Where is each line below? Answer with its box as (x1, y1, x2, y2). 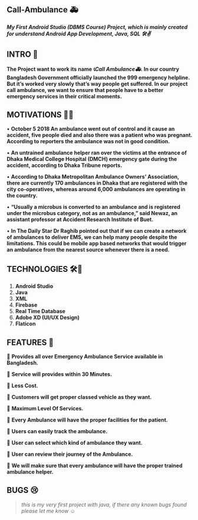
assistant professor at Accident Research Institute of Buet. (6, 216, 154, 223)
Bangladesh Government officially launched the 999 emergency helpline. (6, 74, 190, 81)
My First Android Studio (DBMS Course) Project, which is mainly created (6, 23, 188, 31)
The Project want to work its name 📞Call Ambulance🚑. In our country (6, 65, 179, 73)
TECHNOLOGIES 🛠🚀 (6, 264, 83, 274)
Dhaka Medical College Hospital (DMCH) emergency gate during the (6, 156, 177, 163)
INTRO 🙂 (6, 50, 38, 60)
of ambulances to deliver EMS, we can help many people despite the (6, 233, 177, 241)
